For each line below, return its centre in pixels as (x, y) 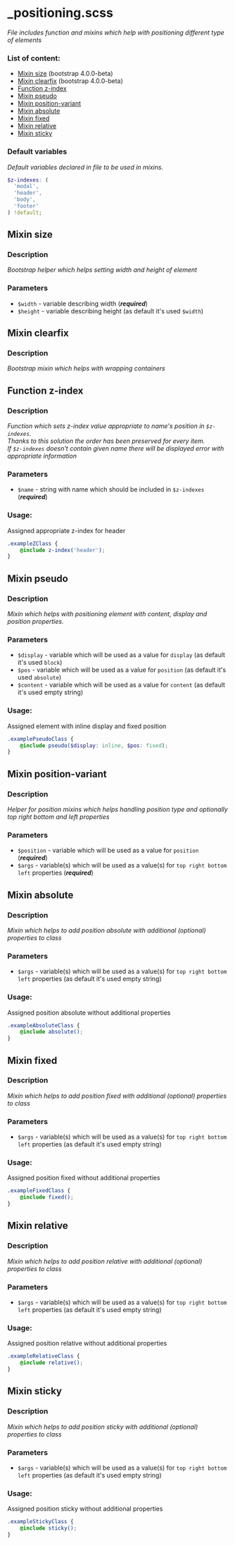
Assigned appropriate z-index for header (66, 530)
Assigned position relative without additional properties (87, 1344)
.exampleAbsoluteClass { (44, 1025)
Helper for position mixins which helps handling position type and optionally (118, 809)
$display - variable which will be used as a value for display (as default (121, 655)
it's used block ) (40, 663)
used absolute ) (39, 677)
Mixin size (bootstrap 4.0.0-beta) (65, 74)
